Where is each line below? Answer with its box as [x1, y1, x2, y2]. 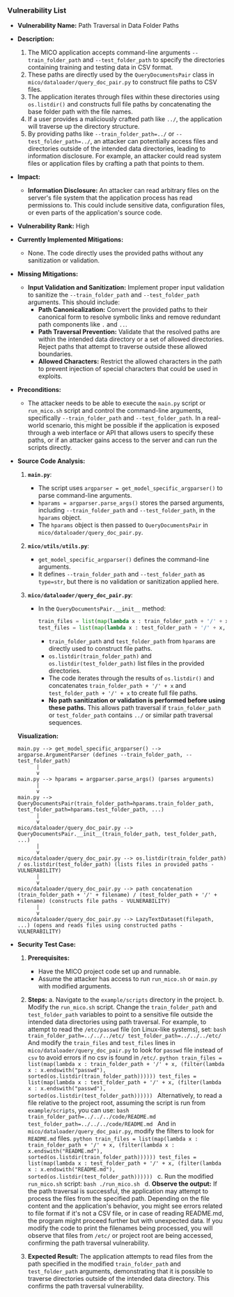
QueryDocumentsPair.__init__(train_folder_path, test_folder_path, [17, 831, 217, 838]
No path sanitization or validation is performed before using [48, 696, 226, 705]
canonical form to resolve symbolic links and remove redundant [38, 313, 221, 322]
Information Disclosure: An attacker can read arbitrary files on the [27, 187, 219, 195]
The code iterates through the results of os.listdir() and [48, 674, 214, 682]
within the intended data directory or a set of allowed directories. [38, 335, 224, 343]
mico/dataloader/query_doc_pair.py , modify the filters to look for [27, 1127, 214, 1135]
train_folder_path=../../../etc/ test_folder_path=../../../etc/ [27, 1032, 221, 1039]
